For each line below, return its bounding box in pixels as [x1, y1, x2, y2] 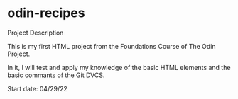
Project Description [7, 28, 64, 37]
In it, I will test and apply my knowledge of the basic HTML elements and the [7, 63, 231, 71]
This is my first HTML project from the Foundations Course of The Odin [7, 42, 216, 50]
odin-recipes [7, 5, 85, 21]
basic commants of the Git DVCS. [7, 71, 105, 79]
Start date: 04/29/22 [7, 84, 67, 93]
